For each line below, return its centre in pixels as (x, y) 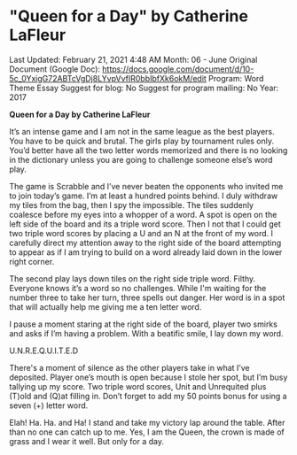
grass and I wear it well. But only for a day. (86, 441)
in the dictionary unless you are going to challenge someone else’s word (141, 159)
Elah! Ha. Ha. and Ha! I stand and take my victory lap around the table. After (147, 422)
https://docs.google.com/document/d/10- (178, 69)
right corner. (32, 261)
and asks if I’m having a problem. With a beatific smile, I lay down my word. (146, 333)
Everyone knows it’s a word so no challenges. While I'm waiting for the (138, 288)
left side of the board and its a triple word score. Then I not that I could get (145, 224)
